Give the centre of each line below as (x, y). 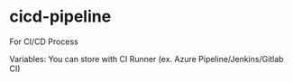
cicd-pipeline (60, 17)
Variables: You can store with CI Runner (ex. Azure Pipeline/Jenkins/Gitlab (146, 59)
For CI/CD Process (44, 41)
